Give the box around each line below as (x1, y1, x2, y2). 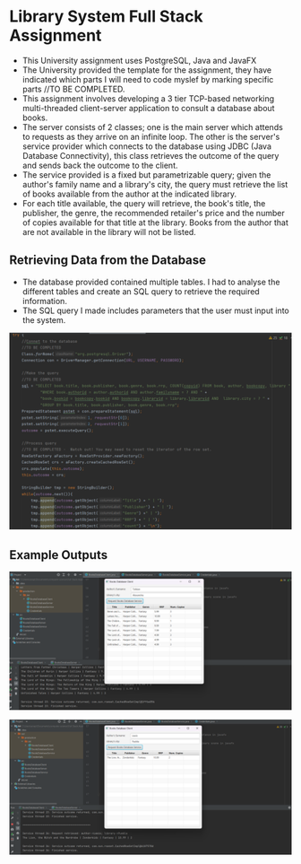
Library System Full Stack (9, 6, 203, 27)
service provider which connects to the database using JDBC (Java (21, 141, 271, 152)
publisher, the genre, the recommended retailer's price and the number (21, 207, 285, 218)
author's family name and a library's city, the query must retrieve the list (21, 179, 288, 189)
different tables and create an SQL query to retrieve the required (21, 285, 260, 297)
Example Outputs (9, 547, 108, 563)
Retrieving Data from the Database (9, 253, 207, 268)
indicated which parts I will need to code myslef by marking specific (21, 74, 274, 84)
